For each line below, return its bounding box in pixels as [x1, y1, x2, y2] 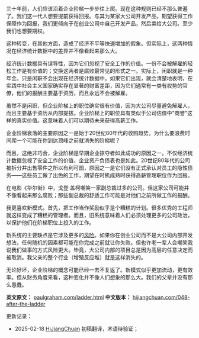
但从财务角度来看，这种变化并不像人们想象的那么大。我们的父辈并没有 [16, 274, 188, 281]
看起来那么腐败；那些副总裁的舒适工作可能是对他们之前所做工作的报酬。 [16, 192, 193, 198]
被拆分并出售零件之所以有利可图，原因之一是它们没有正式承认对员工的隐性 [6, 165, 188, 171]
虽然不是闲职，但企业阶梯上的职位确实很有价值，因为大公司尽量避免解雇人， [6, 102, 193, 109]
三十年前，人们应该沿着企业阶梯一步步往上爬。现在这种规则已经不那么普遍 [6, 5, 188, 12]
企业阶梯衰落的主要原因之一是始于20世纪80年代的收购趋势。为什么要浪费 [6, 130, 185, 136]
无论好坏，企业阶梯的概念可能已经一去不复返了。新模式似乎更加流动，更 [6, 266, 182, 273]
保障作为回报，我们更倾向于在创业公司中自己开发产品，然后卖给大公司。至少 [6, 20, 193, 27]
